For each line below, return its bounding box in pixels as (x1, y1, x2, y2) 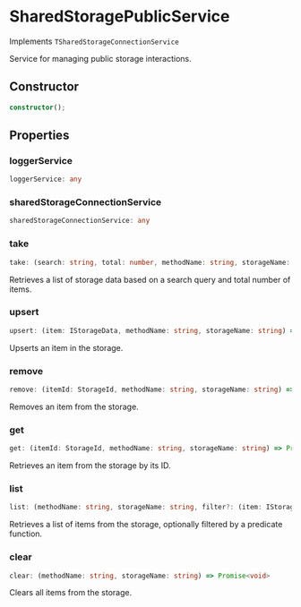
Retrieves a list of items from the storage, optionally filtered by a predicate (9, 519, 283, 530)
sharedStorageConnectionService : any (9, 217, 150, 226)
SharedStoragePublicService (9, 6, 230, 27)
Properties (9, 128, 70, 143)
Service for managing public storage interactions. (9, 53, 193, 64)
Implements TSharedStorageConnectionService (9, 36, 179, 47)
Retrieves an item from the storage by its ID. (9, 460, 171, 471)
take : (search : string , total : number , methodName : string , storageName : (9, 258, 291, 267)
